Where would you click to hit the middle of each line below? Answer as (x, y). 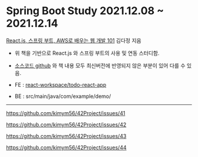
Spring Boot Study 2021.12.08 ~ (85, 11)
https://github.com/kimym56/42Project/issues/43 (66, 136)
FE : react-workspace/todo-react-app (60, 84)
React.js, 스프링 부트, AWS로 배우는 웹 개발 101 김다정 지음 (74, 40)
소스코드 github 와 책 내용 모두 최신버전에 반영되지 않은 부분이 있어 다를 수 (100, 66)
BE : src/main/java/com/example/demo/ (63, 96)
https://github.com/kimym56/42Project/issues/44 (66, 147)
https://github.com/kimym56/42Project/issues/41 (66, 113)
